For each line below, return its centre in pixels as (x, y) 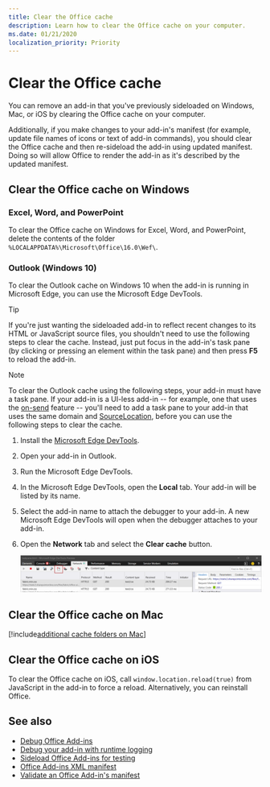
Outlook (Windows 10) (53, 267)
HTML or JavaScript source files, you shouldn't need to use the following (129, 333)
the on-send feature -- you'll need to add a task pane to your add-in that (129, 408)
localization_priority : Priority (64, 43)
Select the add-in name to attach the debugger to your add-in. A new (135, 512)
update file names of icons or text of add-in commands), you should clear (130, 139)
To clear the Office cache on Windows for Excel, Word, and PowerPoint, (127, 230)
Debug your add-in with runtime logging (86, 749)
